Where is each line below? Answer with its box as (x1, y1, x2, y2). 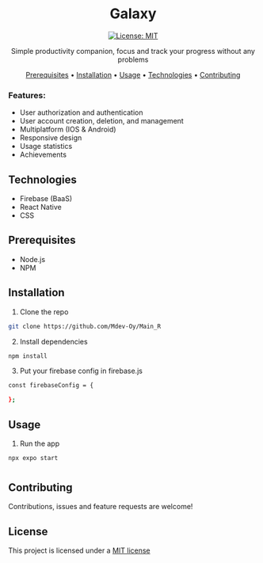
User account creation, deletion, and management (19, 116, 184, 126)
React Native (19, 203, 62, 212)
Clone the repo (19, 306, 69, 317)
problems (117, 55, 149, 64)
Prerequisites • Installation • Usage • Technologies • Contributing (25, 70, 241, 79)
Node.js (19, 254, 46, 264)
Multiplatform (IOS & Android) (19, 124, 116, 135)
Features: (8, 89, 46, 101)
